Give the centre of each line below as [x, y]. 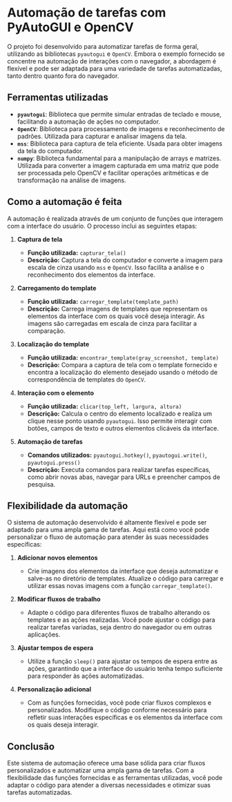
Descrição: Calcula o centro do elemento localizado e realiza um [120, 413]
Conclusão [31, 746]
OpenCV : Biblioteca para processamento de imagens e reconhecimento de [121, 128]
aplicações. [44, 635]
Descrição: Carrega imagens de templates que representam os [117, 309]
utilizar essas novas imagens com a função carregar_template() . [120, 586]
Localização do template [53, 344]
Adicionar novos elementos [57, 558]
